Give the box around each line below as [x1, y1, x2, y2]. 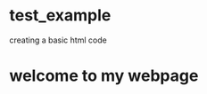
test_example [9, 5, 112, 26]
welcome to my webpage [9, 66, 199, 86]
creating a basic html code [9, 35, 107, 45]
